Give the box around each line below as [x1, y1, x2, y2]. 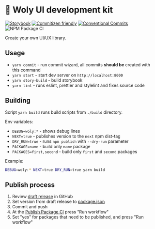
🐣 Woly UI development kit [5, 4, 113, 15]
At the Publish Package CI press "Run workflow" [12, 209, 109, 215]
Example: [5, 158, 24, 164]
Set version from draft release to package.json [12, 198, 105, 205]
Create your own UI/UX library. [5, 35, 66, 41]
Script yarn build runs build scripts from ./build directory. [5, 109, 123, 115]
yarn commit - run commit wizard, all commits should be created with [12, 61, 151, 67]
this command [12, 67, 41, 73]
